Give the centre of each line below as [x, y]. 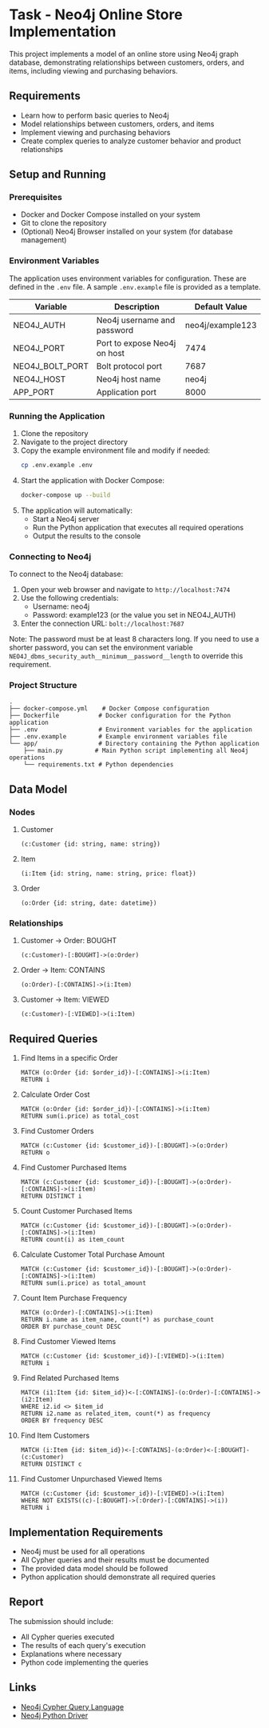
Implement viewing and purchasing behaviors [95, 132]
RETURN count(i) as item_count [73, 1240]
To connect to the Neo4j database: [66, 574]
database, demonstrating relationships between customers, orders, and [127, 62]
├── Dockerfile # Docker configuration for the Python [120, 716]
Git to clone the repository [63, 223]
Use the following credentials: [69, 598]
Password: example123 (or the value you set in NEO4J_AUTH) [134, 615]
